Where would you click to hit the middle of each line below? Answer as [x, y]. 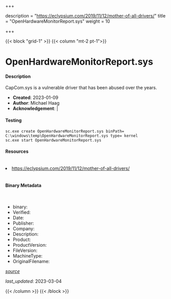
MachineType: [28, 256]
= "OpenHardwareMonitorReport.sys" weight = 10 [58, 21]
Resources [17, 151]
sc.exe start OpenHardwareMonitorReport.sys [53, 140]
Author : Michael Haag [36, 103]
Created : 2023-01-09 [35, 97]
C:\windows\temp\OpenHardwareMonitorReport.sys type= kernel [72, 136]
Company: [23, 228]
